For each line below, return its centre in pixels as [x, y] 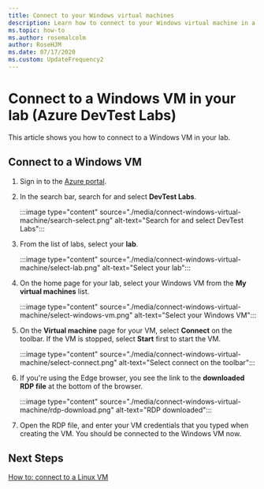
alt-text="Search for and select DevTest [179, 220]
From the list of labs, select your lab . [79, 244]
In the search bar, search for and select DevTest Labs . [108, 196]
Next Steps [36, 459]
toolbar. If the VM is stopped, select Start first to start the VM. [120, 339]
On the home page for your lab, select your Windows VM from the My [133, 283]
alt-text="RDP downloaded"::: [164, 410]
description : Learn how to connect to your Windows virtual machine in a [132, 23]
